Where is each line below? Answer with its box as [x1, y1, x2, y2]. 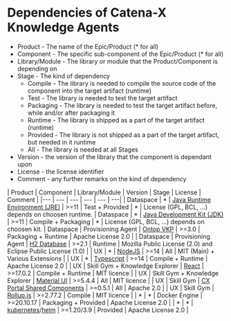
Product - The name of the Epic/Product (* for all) [17, 42, 159, 51]
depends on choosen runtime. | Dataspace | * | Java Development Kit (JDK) [7, 210, 224, 219]
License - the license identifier [17, 167, 104, 176]
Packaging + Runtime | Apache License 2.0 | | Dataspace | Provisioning [7, 232, 210, 240]
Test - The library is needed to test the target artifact [27, 93, 178, 102]
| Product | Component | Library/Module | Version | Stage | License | [7, 188, 202, 196]
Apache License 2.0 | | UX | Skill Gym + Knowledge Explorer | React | [7, 262, 204, 270]
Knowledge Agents [7, 19, 120, 35]
